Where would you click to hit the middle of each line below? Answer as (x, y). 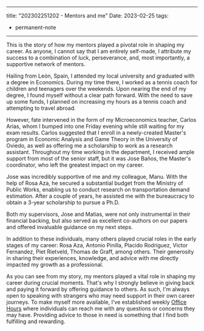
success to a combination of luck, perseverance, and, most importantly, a (98, 58)
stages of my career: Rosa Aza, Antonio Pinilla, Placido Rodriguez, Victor (97, 245)
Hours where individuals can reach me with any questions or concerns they (101, 309)
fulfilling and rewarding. (36, 321)
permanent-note (36, 27)
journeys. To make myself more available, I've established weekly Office (97, 302)
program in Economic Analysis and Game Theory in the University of (92, 139)
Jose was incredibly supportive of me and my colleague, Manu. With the (97, 177)
